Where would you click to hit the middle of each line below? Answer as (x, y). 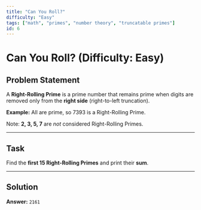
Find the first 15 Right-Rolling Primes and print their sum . (77, 163)
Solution (22, 187)
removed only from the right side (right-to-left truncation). (78, 101)
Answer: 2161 (23, 202)
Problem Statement (43, 80)
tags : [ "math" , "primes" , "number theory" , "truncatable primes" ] (91, 23)
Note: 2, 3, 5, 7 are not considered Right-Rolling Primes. (75, 124)
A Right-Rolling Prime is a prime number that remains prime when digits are (100, 95)
